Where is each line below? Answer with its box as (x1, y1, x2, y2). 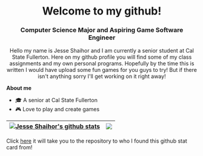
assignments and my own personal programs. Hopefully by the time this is (9, 60, 195, 67)
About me (6, 85, 32, 92)
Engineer (88, 33, 116, 42)
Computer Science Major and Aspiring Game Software (20, 26, 184, 34)
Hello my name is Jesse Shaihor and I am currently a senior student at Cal (10, 47, 194, 54)
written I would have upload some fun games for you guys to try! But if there (7, 67, 197, 74)
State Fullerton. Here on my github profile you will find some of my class (12, 53, 192, 61)
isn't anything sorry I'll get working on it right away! (38, 73, 166, 80)
